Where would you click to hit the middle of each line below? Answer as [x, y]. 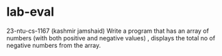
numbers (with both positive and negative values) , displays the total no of [111, 38]
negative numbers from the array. [54, 45]
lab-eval [30, 12]
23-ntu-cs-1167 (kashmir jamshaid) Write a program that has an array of [108, 31]
